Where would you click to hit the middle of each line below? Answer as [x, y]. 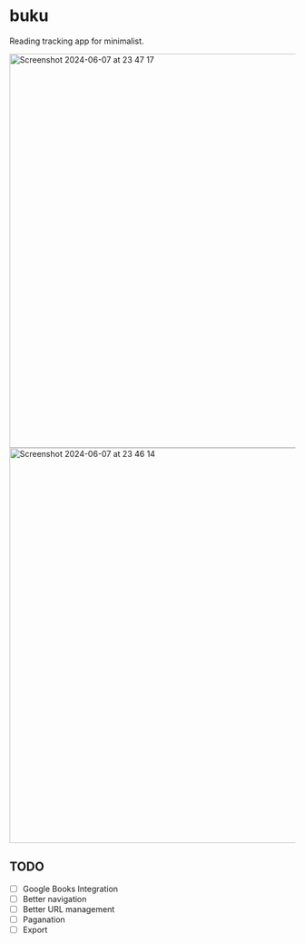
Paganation [44, 919]
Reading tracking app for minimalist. [77, 41]
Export [35, 929]
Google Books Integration [70, 889]
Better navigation [54, 899]
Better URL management [69, 909]
